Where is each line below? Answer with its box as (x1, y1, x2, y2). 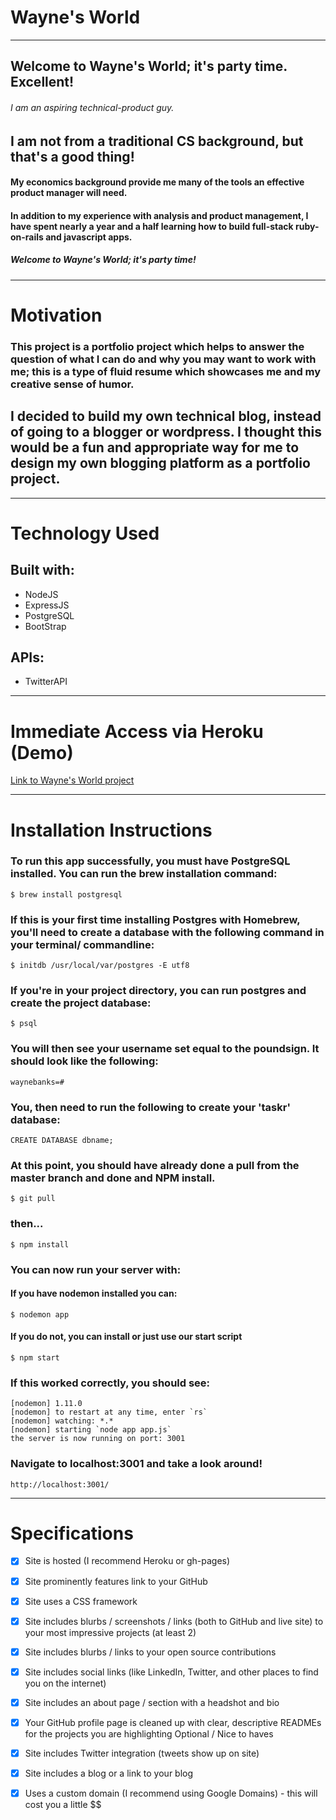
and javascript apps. (45, 231, 133, 243)
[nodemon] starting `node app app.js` (10, 1425, 172, 1435)
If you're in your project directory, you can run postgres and (10, 984, 307, 998)
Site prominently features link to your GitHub (24, 1575, 208, 1587)
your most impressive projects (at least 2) (24, 1626, 197, 1638)
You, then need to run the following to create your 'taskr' (10, 1100, 291, 1114)
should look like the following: (10, 1054, 159, 1068)
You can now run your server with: (10, 1262, 182, 1276)
